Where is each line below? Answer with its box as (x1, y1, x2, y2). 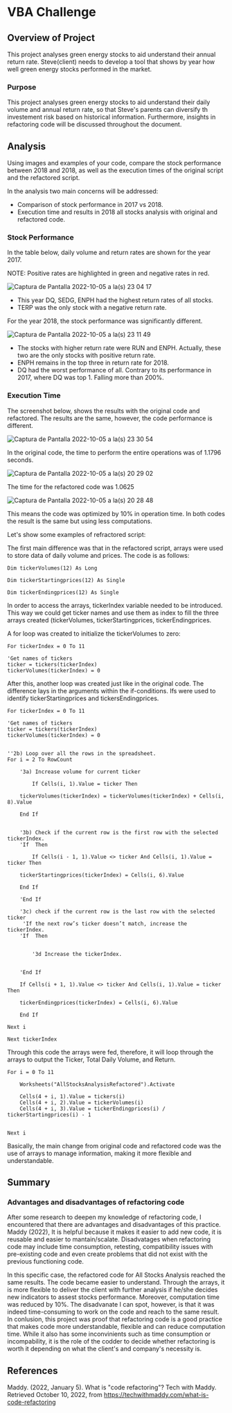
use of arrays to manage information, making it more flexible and (7, 1149, 192, 1157)
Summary (7, 1177, 51, 1189)
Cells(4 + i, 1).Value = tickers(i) (19, 1093, 126, 1100)
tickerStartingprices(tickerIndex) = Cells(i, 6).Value (19, 871, 185, 879)
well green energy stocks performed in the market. (7, 65, 152, 73)
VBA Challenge (7, 4, 97, 20)
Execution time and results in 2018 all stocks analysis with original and (17, 208, 218, 216)
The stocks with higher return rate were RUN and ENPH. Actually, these (17, 344, 222, 352)
